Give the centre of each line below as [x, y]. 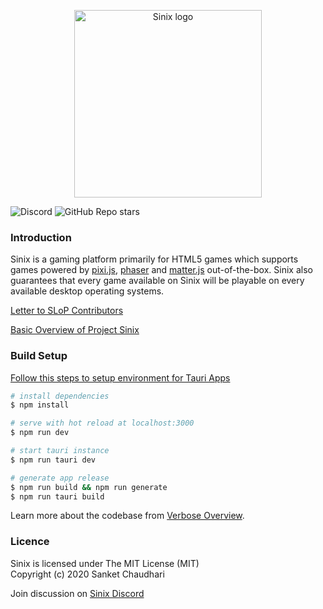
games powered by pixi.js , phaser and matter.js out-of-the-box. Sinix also [161, 270]
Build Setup [39, 356]
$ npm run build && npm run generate [89, 487]
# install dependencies [60, 396]
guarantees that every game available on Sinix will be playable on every [157, 281]
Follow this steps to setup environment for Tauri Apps [120, 377]
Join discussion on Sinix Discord [77, 593]
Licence [30, 542]
